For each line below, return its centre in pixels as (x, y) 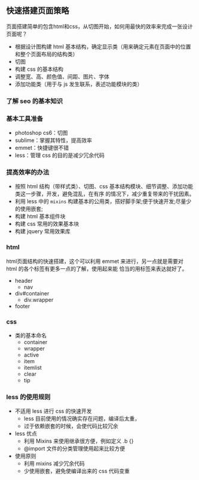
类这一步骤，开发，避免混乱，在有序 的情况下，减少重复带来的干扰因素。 (105, 194)
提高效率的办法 (28, 172)
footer (22, 306)
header (24, 280)
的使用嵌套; (29, 209)
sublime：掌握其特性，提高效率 (53, 140)
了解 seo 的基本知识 (35, 101)
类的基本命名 (30, 335)
